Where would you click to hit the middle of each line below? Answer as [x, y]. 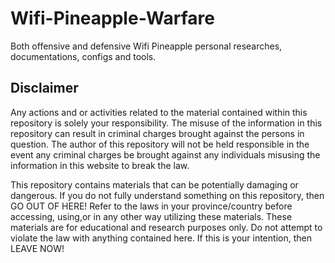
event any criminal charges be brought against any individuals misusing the [165, 154]
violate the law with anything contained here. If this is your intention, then [161, 238]
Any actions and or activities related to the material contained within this [159, 112]
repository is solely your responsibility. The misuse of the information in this [166, 123]
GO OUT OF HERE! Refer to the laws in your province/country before [151, 206]
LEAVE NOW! [37, 248]
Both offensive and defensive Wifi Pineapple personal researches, [146, 46]
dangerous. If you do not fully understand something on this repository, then [167, 195]
